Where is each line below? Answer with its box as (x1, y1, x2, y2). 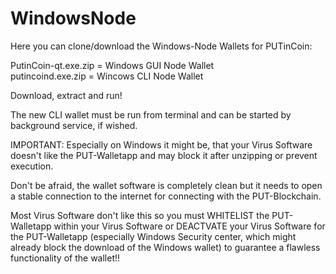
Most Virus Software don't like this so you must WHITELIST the (10, 209, 270, 221)
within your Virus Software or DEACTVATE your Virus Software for (53, 220, 326, 232)
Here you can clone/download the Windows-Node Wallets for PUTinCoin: (10, 40, 313, 52)
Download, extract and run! (10, 89, 123, 101)
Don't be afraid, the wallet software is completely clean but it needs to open (10, 179, 323, 191)
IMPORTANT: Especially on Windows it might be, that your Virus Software (10, 138, 313, 151)
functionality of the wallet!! (10, 252, 121, 264)
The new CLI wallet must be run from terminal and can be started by (10, 108, 292, 121)
